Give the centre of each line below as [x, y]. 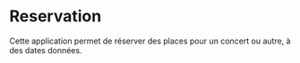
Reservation [56, 16]
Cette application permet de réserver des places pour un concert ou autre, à [150, 41]
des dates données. [46, 50]
